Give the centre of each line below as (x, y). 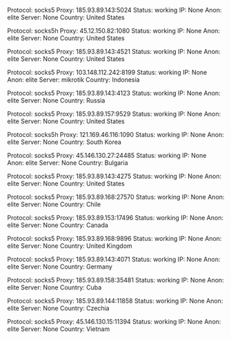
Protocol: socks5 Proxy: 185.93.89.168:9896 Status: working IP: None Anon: (114, 239)
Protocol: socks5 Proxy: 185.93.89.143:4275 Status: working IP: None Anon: (114, 176)
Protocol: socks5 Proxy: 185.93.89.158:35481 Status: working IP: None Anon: (115, 280)
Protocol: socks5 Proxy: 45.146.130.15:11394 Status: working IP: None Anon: (114, 322)
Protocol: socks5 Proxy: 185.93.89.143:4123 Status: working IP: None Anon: (114, 93)
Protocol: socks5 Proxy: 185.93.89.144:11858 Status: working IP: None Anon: (115, 301)
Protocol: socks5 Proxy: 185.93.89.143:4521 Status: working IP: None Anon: (114, 52)
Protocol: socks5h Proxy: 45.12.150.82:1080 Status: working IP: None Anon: (114, 31)
